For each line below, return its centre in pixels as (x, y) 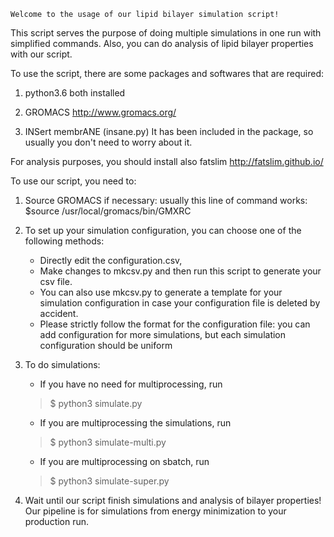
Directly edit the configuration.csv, (111, 260)
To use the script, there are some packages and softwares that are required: (167, 73)
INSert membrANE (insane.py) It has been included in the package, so (169, 131)
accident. (59, 313)
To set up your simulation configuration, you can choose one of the (163, 230)
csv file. (56, 281)
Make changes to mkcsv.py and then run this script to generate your (180, 271)
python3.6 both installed (75, 93)
